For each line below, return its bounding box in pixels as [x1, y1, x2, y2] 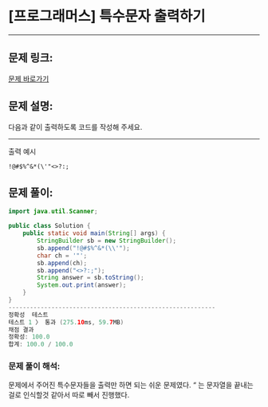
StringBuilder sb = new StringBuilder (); [37, 237, 177, 245]
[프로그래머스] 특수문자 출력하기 [8, 7, 206, 25]
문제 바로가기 [8, 73, 49, 84]
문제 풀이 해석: [8, 361, 61, 372]
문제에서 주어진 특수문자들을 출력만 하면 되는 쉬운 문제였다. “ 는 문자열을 [8, 380, 233, 390]
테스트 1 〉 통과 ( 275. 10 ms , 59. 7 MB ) [8, 318, 124, 327]
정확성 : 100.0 [8, 333, 50, 341]
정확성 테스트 [8, 311, 49, 319]
